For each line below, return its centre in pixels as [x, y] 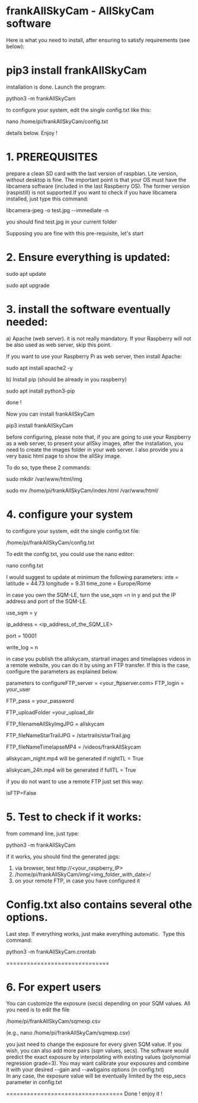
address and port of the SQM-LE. [47, 601]
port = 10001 [22, 636]
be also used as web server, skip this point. [59, 345]
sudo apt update [26, 274]
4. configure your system [70, 514]
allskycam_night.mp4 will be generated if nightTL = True [75, 758]
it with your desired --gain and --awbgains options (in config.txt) [85, 1070]
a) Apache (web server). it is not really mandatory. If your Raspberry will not [99, 338]
